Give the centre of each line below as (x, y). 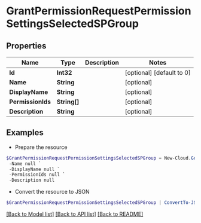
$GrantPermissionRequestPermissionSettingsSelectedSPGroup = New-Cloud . (99, 158)
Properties (26, 46)
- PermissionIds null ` (37, 175)
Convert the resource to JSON (52, 192)
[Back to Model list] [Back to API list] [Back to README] (75, 214)
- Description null (32, 181)
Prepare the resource (41, 147)
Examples (25, 133)
